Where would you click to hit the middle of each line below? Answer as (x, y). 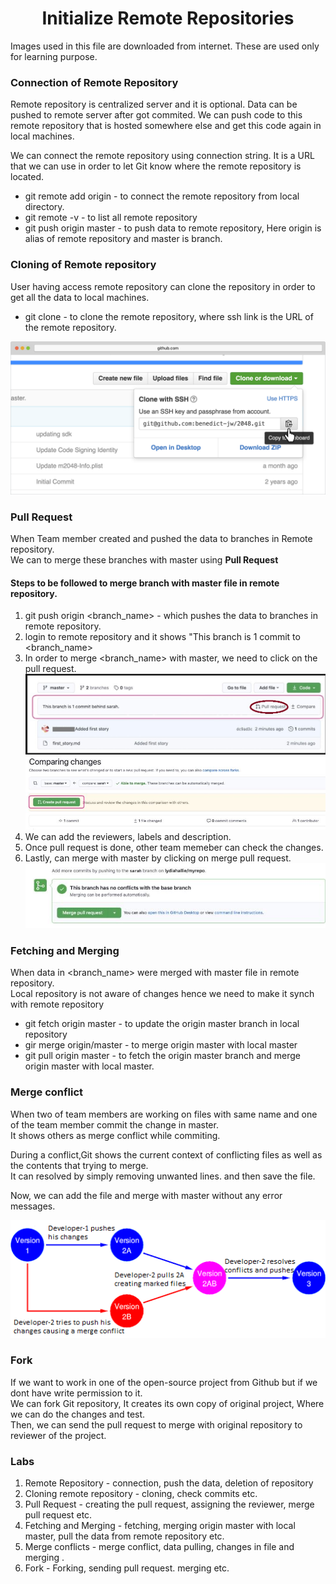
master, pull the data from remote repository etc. (124, 1536)
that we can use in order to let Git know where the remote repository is (156, 166)
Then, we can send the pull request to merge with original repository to (156, 1424)
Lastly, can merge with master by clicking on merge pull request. (158, 858)
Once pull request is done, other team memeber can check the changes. (174, 847)
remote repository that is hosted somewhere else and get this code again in (166, 126)
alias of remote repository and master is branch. (123, 239)
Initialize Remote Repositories (168, 18)
